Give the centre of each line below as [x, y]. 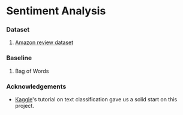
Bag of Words [32, 71]
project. [24, 106]
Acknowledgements [36, 86]
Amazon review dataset [44, 42]
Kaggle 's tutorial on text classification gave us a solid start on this [96, 100]
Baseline [19, 58]
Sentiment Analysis [56, 11]
